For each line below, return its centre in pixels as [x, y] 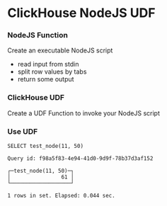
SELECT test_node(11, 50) [45, 147]
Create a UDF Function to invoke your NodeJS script [84, 113]
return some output [46, 79]
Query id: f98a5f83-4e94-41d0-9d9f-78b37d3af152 [80, 159]
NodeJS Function [38, 35]
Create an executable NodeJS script [60, 50]
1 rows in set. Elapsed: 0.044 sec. [61, 196]
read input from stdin [48, 64]
